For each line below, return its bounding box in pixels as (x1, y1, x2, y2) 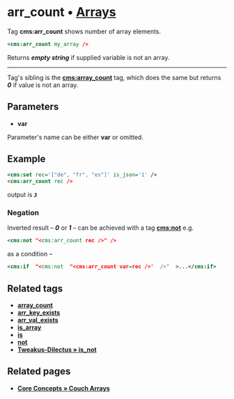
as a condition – (7, 250, 53, 258)
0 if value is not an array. (7, 81, 79, 89)
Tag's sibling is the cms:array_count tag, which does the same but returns (7, 73, 221, 81)
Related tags (7, 283, 63, 295)
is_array (17, 323, 42, 331)
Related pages (7, 366, 71, 377)
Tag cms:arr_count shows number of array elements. (7, 27, 162, 36)
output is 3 (7, 191, 38, 199)
